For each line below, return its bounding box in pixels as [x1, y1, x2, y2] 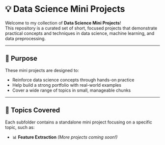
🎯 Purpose [5, 54, 38, 63]
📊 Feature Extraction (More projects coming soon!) [12, 134, 118, 140]
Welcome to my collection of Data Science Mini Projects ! [5, 20, 121, 25]
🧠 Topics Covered [5, 106, 60, 115]
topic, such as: [5, 124, 35, 130]
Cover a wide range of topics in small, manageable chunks [12, 87, 131, 93]
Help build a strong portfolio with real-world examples [12, 82, 122, 88]
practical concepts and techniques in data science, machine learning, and [5, 30, 155, 36]
